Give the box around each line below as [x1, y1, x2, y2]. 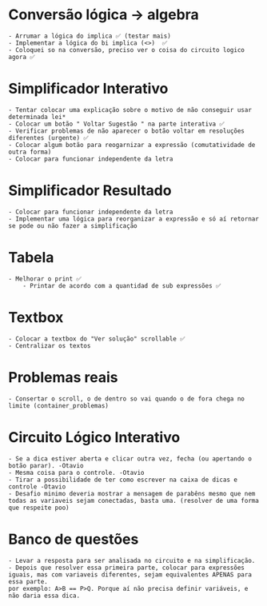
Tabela [8, 249, 54, 266]
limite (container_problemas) [8, 401, 110, 409]
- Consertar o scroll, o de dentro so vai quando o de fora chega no [8, 394, 245, 403]
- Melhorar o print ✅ [8, 274, 82, 283]
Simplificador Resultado [8, 181, 172, 200]
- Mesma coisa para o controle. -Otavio [8, 468, 145, 476]
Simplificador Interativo [8, 80, 169, 98]
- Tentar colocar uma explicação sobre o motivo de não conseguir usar [8, 106, 252, 114]
